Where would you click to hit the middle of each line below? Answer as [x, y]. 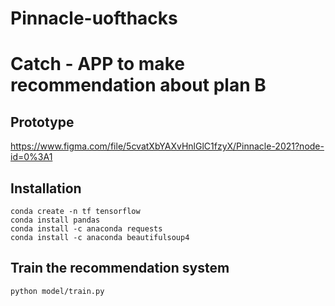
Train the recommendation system [120, 268]
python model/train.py [57, 291]
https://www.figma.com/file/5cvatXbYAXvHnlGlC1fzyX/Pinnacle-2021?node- [167, 146]
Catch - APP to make [97, 64]
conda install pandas [55, 220]
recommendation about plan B [138, 85]
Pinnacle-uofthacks [94, 18]
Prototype [42, 122]
